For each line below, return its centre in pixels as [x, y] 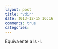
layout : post [18, 9]
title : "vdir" [19, 14]
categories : [17, 28]
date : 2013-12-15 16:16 [29, 18]
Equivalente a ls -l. [24, 41]
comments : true [20, 23]
